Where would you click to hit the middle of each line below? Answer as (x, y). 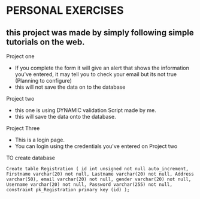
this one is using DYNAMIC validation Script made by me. (86, 110)
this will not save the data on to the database (70, 87)
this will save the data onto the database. (66, 117)
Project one (20, 56)
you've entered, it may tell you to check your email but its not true (96, 74)
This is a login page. (40, 140)
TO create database (31, 158)
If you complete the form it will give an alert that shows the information (102, 68)
